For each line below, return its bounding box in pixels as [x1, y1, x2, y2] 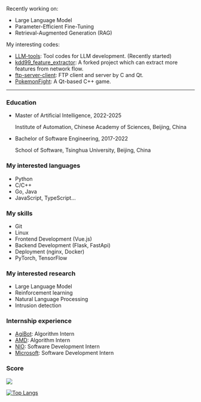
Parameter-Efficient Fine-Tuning [14, 23, 95, 30]
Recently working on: [6, 5, 59, 12]
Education [6, 98, 37, 106]
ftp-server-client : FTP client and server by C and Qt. [14, 72, 144, 78]
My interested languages [6, 161, 81, 170]
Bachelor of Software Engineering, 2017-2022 [14, 135, 129, 142]
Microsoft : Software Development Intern [14, 349, 114, 357]
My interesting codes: [6, 41, 60, 48]
